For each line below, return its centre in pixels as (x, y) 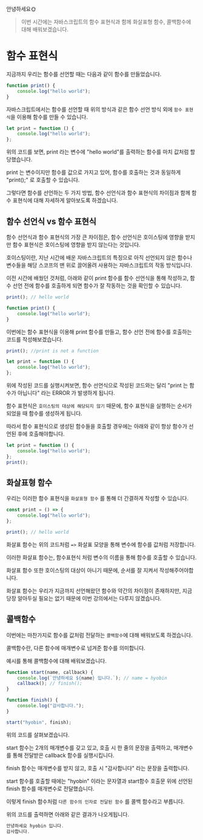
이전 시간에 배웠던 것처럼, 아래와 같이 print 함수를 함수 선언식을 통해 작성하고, (98, 278)
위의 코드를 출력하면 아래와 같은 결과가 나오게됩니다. (68, 814)
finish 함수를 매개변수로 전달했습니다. (51, 788)
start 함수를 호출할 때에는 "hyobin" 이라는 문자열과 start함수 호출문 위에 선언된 (99, 781)
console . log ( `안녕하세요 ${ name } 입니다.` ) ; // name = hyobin (92, 678)
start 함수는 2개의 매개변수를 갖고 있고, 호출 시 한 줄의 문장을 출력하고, (89, 747)
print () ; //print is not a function (52, 351)
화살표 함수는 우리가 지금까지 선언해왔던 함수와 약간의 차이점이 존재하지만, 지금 (99, 591)
